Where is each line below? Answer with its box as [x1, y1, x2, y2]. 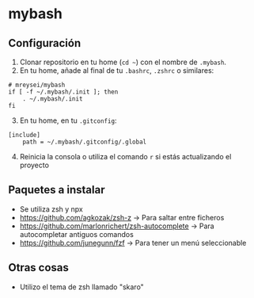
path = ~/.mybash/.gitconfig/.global [22, 138, 147, 146]
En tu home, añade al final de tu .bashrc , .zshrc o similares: [19, 66, 214, 75]
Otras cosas [8, 261, 70, 274]
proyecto [19, 160, 50, 170]
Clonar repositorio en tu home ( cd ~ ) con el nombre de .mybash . [19, 57, 227, 67]
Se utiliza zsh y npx [19, 204, 83, 214]
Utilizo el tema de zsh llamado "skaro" [19, 282, 144, 292]
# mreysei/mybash [8, 81, 66, 89]
